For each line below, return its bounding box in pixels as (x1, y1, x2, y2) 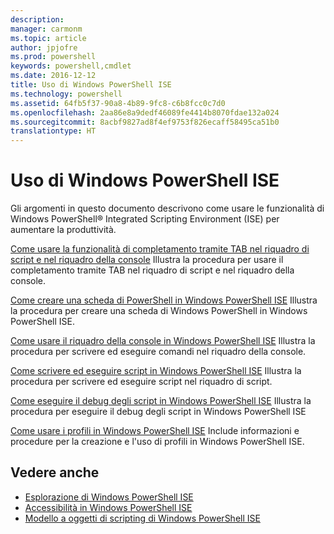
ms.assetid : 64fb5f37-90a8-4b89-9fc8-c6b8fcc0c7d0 (10, 98, 226, 108)
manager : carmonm (10, 24, 83, 34)
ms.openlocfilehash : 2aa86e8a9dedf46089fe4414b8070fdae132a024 (10, 107, 280, 118)
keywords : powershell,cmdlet (10, 61, 132, 71)
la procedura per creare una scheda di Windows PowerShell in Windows (10, 305, 308, 317)
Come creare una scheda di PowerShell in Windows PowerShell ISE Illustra (10, 294, 318, 306)
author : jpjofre (10, 42, 78, 53)
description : (10, 14, 65, 25)
